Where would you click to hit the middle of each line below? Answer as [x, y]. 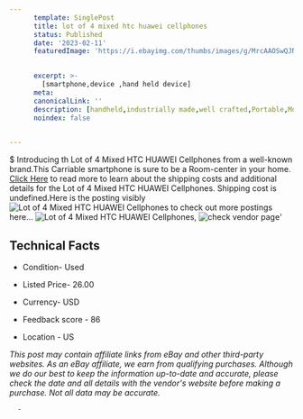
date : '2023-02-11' [69, 43]
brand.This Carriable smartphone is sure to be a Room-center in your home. [150, 169]
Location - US [48, 337]
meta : [43, 92]
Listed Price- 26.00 [58, 284]
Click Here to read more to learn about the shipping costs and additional [143, 179]
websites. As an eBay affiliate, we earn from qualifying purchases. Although [151, 364]
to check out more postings [222, 207]
